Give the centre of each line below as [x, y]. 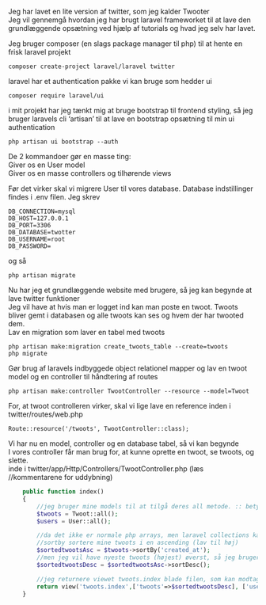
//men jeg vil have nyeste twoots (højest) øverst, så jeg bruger [148, 557]
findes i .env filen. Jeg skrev [54, 197]
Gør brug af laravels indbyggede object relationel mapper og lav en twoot [128, 368]
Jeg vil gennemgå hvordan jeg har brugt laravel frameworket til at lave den [130, 20]
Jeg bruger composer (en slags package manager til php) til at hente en [125, 44]
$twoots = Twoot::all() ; [78, 514]
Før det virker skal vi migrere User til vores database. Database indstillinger [131, 188]
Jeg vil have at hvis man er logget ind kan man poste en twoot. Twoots [123, 307]
